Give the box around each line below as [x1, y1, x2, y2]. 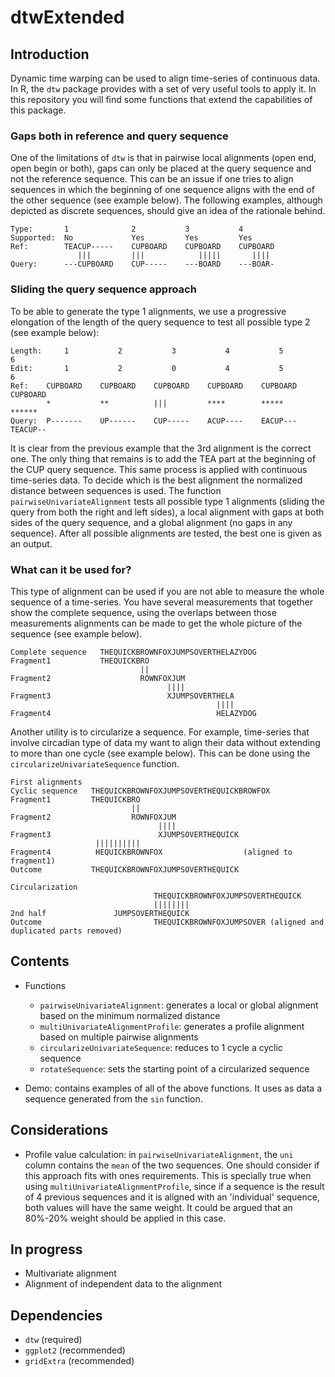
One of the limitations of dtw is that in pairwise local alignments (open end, [10, 152, 317, 164]
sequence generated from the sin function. [24, 1092, 203, 1105]
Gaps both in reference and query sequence [10, 129, 229, 143]
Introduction [10, 46, 90, 63]
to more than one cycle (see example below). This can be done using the [10, 747, 311, 759]
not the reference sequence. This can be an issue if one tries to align [10, 173, 294, 185]
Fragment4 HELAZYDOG [10, 708, 257, 718]
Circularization [10, 882, 78, 892]
